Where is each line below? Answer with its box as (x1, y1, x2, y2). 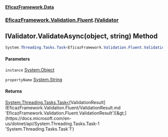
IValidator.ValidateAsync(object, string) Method (5, 31, 158, 40)
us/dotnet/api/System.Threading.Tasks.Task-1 (5, 120, 100, 126)
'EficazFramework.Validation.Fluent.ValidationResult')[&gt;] (5, 110, 126, 116)
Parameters (5, 55, 30, 62)
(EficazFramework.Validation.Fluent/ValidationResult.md (5, 104, 121, 110)
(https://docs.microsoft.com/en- (5, 115, 71, 121)
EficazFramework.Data (5, 4, 54, 10)
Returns (5, 88, 22, 94)
